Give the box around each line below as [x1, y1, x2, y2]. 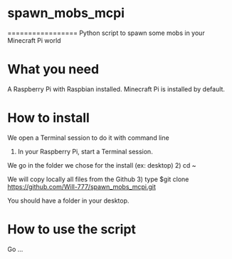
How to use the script [7, 221, 137, 237]
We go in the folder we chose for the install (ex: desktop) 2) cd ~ [7, 161, 197, 169]
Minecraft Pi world [7, 36, 62, 44]
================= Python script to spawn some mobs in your [7, 29, 205, 37]
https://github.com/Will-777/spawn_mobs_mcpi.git [7, 182, 157, 191]
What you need [7, 61, 100, 78]
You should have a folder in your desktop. [7, 196, 130, 205]
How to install [7, 110, 90, 126]
